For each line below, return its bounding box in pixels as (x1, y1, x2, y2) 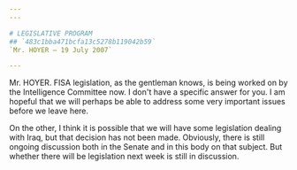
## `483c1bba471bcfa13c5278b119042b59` (9, 37, 156, 46)
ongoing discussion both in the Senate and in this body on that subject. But (9, 142, 283, 152)
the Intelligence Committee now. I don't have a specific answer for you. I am (9, 87, 286, 97)
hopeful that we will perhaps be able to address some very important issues (9, 97, 286, 107)
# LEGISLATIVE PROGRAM (9, 28, 93, 38)
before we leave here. (9, 105, 89, 116)
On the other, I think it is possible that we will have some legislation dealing (9, 123, 282, 134)
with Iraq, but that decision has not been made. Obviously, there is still (9, 132, 265, 143)
